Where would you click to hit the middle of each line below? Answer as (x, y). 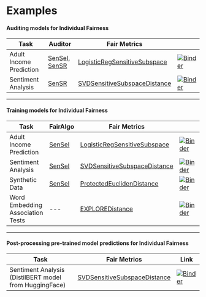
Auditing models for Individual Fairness (58, 28)
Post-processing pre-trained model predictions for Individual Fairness (97, 243)
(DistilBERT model (35, 277)
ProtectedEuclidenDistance (119, 183)
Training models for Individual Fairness (57, 110)
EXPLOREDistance (107, 209)
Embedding (26, 205)
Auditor (60, 44)
